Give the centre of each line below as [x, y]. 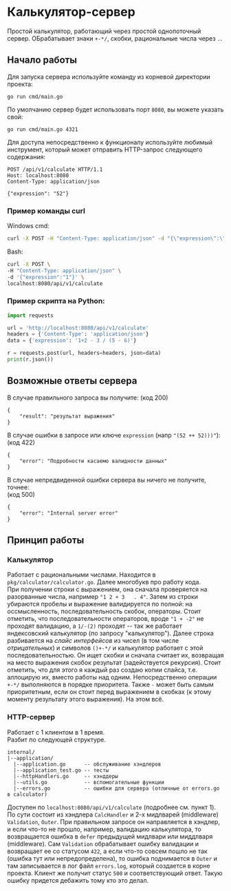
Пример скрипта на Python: [56, 301]
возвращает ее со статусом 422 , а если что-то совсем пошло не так [107, 851]
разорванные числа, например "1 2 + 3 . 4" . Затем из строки [102, 597]
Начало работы [42, 60]
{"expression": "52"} [38, 194]
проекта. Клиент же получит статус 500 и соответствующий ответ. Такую [115, 873]
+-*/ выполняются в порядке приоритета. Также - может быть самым [111, 685]
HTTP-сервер [31, 717]
